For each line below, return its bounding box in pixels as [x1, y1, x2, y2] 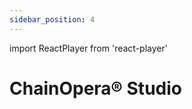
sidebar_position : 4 [9, 14, 96, 25]
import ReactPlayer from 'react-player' [9, 42, 168, 54]
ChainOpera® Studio [9, 77, 182, 100]
